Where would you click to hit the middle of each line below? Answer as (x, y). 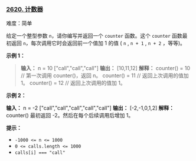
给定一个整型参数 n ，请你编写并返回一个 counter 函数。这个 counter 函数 (94, 36)
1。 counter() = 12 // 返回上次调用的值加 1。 (73, 83)
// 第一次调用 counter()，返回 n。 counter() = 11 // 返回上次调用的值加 (104, 75)
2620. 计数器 (24, 9)
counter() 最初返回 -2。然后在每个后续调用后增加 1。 (70, 116)
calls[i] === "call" (40, 153)
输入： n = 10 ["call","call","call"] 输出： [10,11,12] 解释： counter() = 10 (105, 68)
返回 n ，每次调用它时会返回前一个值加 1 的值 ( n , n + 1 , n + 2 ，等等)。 (98, 43)
